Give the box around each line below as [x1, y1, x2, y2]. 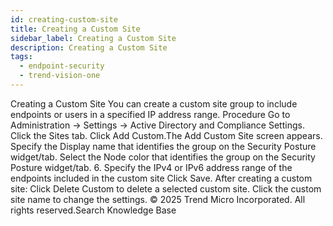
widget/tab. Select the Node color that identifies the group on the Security [10, 151, 316, 163]
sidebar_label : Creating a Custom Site [10, 33, 177, 43]
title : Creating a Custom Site [10, 24, 141, 34]
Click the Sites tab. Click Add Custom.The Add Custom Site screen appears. [10, 129, 323, 141]
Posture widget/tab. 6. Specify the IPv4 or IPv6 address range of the [10, 161, 293, 173]
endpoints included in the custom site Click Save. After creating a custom [10, 172, 313, 184]
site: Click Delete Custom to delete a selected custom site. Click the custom [10, 182, 322, 195]
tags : [10, 52, 33, 62]
